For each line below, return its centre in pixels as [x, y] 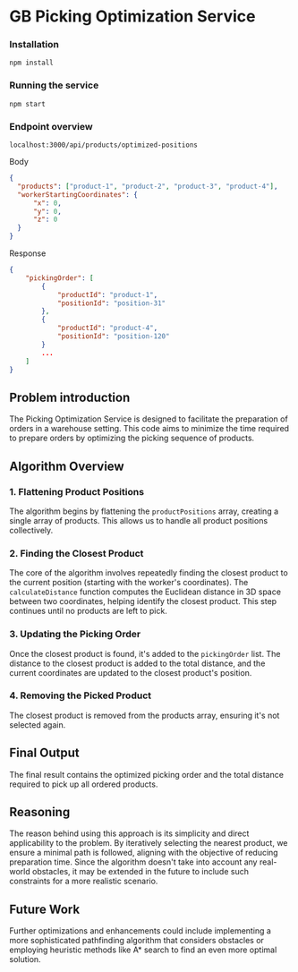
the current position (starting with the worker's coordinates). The [129, 583]
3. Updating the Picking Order [75, 635]
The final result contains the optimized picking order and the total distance [147, 774]
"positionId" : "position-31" [111, 303]
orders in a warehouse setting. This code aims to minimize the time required [149, 429]
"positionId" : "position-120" [113, 337]
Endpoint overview [51, 126]
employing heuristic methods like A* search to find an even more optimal [143, 950]
